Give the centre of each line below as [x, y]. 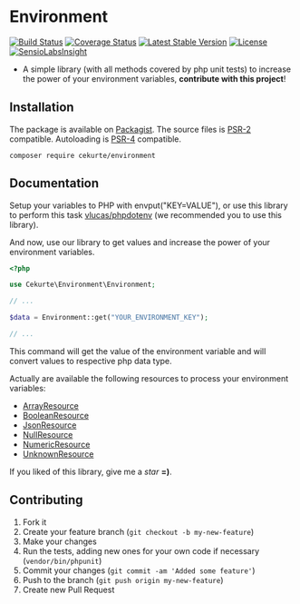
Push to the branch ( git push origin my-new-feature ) [123, 579]
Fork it [34, 522]
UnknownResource [58, 454]
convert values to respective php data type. [91, 361]
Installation [42, 108]
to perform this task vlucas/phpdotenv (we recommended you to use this [146, 214]
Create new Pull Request [68, 589]
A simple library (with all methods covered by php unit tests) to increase [157, 69]
